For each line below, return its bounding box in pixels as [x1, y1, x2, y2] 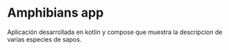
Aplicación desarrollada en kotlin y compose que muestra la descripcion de [7, 28, 223, 36]
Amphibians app [7, 5, 104, 21]
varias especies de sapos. [7, 35, 82, 43]
